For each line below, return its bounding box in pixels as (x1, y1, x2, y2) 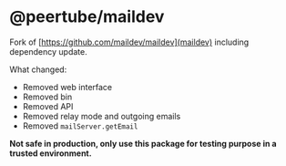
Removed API (22, 100, 74, 111)
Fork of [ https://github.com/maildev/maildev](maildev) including (9, 36, 250, 47)
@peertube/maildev (9, 6, 165, 27)
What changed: (9, 64, 67, 75)
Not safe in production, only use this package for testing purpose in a (9, 138, 277, 149)
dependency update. (9, 46, 88, 57)
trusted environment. (9, 148, 93, 159)
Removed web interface (22, 81, 113, 92)
